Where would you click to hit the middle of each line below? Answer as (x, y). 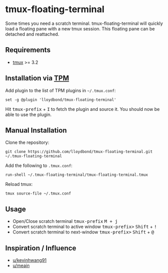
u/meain (21, 265)
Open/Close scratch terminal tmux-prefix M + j (65, 221)
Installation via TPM (37, 78)
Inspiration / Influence (41, 248)
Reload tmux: (19, 184)
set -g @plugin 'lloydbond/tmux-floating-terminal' (61, 100)
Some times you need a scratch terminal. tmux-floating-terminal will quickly (84, 23)
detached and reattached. (32, 34)
